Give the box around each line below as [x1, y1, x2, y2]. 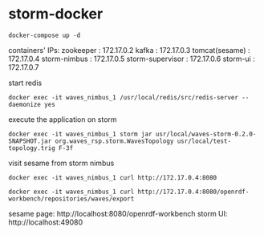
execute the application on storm [8, 114, 118, 124]
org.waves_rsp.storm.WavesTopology [55, 137, 174, 145]
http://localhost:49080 [8, 217, 83, 227]
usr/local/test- [177, 137, 231, 145]
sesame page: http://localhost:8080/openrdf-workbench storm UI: [8, 209, 228, 218]
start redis [8, 78, 43, 87]
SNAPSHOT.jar [8, 137, 52, 145]
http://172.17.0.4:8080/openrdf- [137, 188, 250, 196]
